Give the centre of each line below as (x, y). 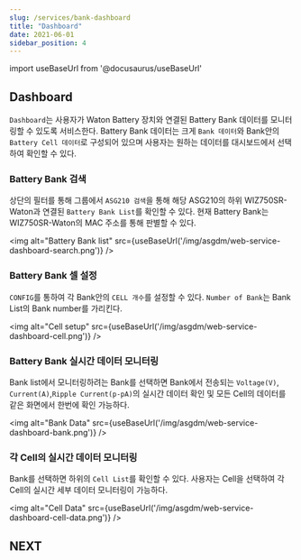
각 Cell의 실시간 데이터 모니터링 (73, 457)
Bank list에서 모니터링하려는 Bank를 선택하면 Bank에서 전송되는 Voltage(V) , (144, 382)
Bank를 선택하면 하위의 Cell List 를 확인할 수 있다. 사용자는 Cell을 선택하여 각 (147, 479)
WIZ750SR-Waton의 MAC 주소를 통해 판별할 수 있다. (103, 223)
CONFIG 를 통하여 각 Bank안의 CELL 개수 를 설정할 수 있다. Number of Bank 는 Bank (150, 297)
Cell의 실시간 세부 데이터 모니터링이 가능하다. (89, 490)
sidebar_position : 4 (48, 43)
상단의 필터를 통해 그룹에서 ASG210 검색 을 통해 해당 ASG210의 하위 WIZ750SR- (148, 200)
